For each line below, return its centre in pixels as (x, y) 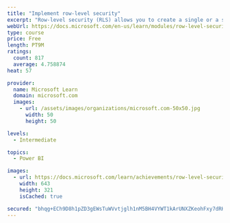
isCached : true (41, 196)
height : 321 (36, 190)
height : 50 (41, 121)
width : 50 (39, 115)
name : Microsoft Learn (46, 90)
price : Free (24, 39)
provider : (21, 83)
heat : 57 (20, 70)
